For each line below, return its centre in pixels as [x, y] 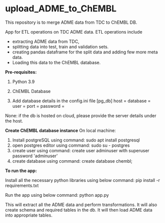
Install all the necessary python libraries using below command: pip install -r [82, 180]
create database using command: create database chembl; [72, 161]
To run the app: [21, 171]
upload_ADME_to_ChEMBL [61, 9]
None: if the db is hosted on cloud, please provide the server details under [81, 115]
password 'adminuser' [35, 156]
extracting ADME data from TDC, [46, 41]
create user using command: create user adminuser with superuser [81, 150]
